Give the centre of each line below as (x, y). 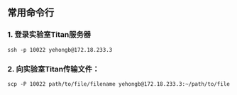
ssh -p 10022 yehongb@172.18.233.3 (60, 50)
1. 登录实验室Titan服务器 (49, 35)
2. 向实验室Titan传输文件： (54, 69)
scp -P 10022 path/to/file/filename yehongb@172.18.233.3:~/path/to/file (119, 84)
